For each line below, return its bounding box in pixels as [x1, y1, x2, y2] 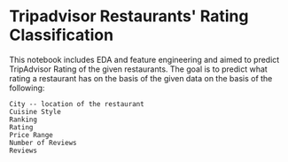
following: [9, 82, 45, 93]
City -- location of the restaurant [9, 99, 144, 108]
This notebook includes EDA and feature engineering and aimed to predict [9, 54, 280, 65]
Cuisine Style [9, 107, 62, 116]
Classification [9, 25, 113, 45]
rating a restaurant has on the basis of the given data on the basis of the [9, 73, 273, 83]
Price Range [9, 130, 53, 139]
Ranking [9, 115, 38, 124]
